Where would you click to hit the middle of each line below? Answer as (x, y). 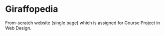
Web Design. (18, 28)
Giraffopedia (32, 9)
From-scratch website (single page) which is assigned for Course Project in (83, 23)
